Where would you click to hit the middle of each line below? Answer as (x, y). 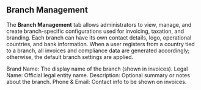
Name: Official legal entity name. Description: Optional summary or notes (98, 75)
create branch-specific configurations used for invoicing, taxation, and (95, 31)
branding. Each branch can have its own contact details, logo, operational (99, 37)
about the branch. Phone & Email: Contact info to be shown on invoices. (97, 81)
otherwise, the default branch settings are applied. (70, 57)
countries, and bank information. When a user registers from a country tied (101, 44)
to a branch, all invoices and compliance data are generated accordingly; (98, 50)
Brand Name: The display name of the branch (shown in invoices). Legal (97, 69)
